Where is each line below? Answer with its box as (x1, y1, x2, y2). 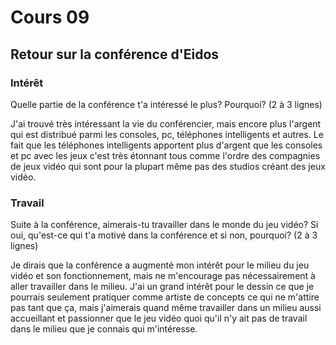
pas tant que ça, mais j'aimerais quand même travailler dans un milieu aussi (10, 302, 322, 314)
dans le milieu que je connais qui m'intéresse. (10, 323, 198, 335)
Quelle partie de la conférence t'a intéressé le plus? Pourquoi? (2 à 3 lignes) (10, 98, 323, 110)
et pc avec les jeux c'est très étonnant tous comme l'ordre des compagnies (10, 149, 321, 161)
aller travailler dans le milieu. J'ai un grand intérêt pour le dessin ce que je (10, 281, 315, 293)
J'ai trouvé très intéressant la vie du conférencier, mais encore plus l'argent (10, 117, 322, 130)
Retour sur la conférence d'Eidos (10, 46, 220, 63)
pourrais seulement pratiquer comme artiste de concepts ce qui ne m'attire (10, 291, 320, 303)
